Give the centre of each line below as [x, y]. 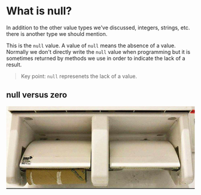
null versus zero [37, 95]
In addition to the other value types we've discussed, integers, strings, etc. [98, 28]
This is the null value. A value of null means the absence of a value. [91, 45]
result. [14, 65]
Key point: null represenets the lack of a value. [79, 76]
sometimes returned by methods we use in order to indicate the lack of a [96, 58]
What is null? [39, 11]
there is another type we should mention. [57, 33]
